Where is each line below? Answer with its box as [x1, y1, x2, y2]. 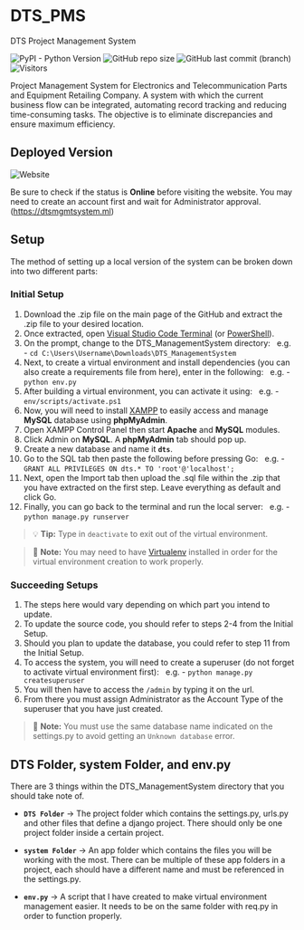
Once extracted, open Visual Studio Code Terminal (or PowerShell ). [23, 328, 275, 339]
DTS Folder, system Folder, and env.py [10, 757, 232, 772]
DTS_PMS [10, 5, 87, 26]
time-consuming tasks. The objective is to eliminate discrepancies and [10, 109, 273, 120]
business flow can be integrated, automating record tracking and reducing [10, 99, 288, 110]
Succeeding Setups [10, 579, 99, 591]
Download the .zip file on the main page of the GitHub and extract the [23, 309, 283, 320]
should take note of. [10, 790, 85, 801]
